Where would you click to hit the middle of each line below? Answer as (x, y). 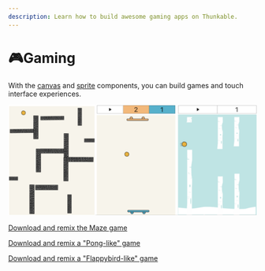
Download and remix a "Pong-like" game (74, 243)
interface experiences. (45, 94)
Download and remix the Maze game (68, 228)
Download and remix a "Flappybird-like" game (83, 258)
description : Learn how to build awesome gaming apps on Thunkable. (123, 17)
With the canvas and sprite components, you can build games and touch (126, 85)
